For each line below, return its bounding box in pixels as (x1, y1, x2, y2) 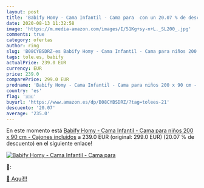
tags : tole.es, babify (6, 54, 64, 60)
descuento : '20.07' (6, 104, 56, 111)
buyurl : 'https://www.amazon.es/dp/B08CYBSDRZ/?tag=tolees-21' (6, 99, 170, 105)
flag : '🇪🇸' (6, 93, 36, 99)
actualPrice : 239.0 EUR (6, 59, 67, 65)
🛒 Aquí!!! (6, 175, 28, 183)
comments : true (6, 32, 45, 38)
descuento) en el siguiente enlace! (6, 140, 93, 147)
